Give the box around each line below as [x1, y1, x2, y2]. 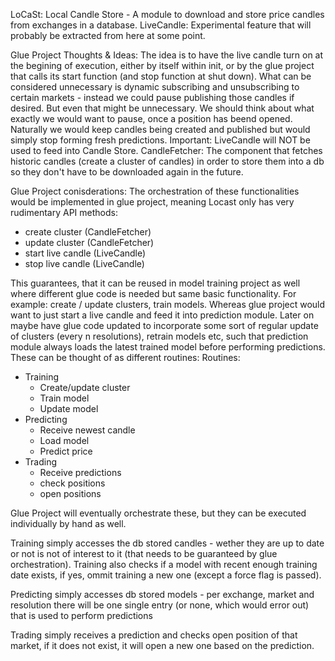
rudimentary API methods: [10, 207, 118, 218]
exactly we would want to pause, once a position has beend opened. [10, 113, 293, 124]
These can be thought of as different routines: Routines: [10, 352, 241, 363]
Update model [39, 403, 99, 414]
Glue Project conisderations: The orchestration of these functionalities [10, 185, 300, 197]
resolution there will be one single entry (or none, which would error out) [10, 599, 310, 611]
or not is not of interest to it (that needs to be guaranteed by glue [10, 548, 278, 559]
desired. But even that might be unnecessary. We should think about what [10, 102, 315, 114]
